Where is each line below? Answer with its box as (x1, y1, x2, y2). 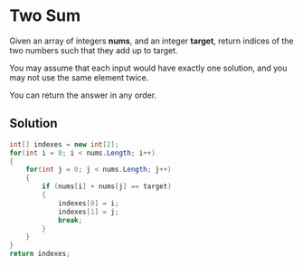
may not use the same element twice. (9, 71, 149, 82)
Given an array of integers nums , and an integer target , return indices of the (9, 35, 294, 46)
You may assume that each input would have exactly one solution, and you (9, 62, 288, 73)
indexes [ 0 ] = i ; (57, 198, 119, 208)
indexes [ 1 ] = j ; (57, 207, 119, 216)
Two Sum (9, 5, 81, 26)
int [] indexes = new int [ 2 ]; (9, 139, 119, 149)
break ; (57, 215, 83, 224)
